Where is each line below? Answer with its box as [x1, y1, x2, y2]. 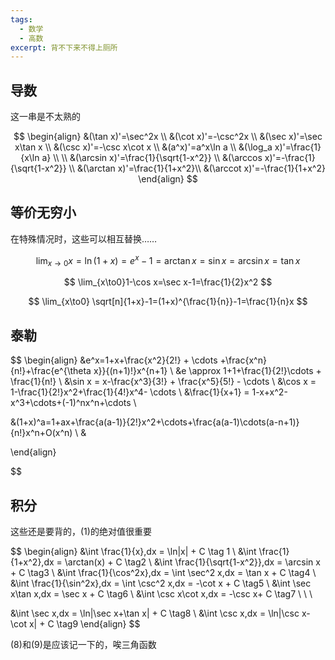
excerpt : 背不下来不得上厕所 [10, 42, 118, 53]
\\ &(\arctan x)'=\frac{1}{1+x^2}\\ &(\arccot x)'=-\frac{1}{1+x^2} [68, 162, 326, 175]
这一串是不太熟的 [10, 111, 81, 123]
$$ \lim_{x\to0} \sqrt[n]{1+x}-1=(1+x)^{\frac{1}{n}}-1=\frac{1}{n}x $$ [28, 296, 308, 308]
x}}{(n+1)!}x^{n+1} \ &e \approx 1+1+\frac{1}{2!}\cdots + [93, 365, 322, 377]
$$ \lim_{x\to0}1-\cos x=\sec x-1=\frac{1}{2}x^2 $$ [63, 276, 273, 288]
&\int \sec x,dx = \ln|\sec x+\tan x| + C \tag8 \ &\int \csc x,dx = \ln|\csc [10, 607, 300, 619]
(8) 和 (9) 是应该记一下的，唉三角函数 [10, 638, 157, 650]
